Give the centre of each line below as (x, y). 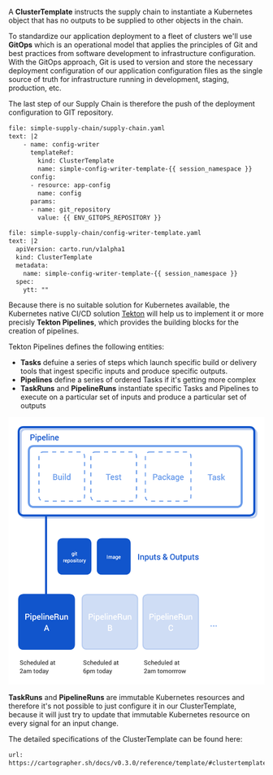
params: (43, 202)
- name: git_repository (70, 210)
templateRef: (52, 153)
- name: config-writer (61, 145)
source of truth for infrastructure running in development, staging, (119, 79)
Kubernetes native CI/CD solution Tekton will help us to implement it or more (136, 313)
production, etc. (35, 88)
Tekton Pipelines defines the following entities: (87, 346)
